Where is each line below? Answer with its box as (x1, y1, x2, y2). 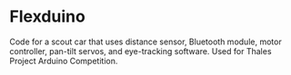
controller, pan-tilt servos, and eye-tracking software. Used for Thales (9, 45, 272, 56)
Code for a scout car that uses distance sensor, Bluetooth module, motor (9, 36, 282, 47)
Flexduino (9, 6, 86, 27)
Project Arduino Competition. (9, 55, 118, 66)
